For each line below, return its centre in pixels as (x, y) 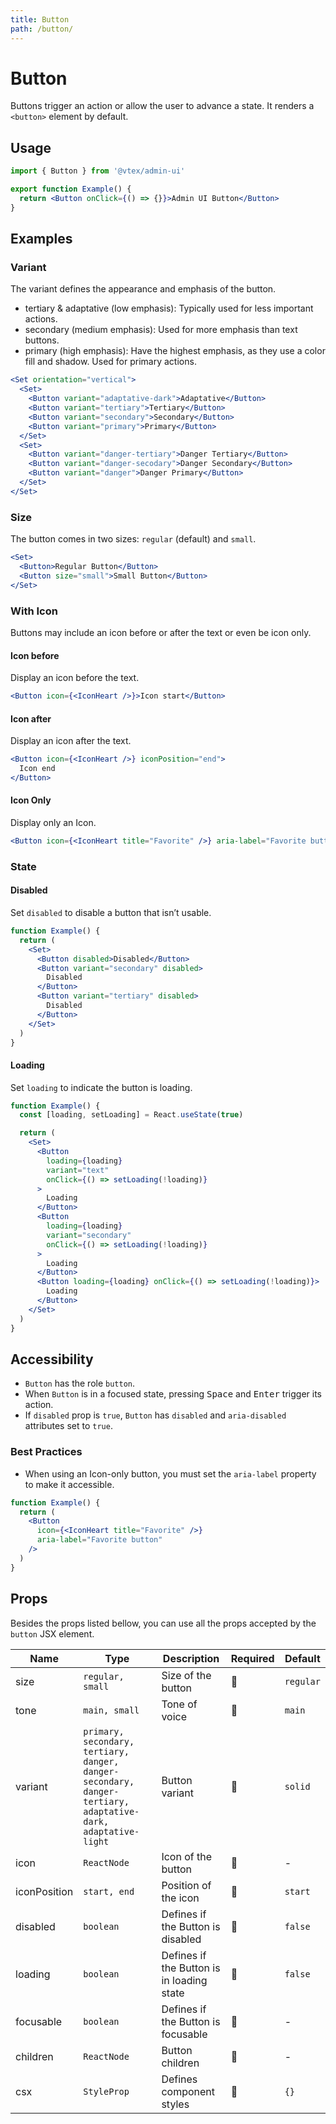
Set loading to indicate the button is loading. (101, 1087)
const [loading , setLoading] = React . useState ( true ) (131, 1115)
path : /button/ (42, 29)
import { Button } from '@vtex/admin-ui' (98, 171)
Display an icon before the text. (75, 678)
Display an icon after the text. (71, 741)
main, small (111, 1710)
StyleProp (106, 2091)
